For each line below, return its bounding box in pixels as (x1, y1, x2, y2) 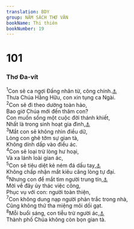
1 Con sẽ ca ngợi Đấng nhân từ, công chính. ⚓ (6, 87, 117, 95)
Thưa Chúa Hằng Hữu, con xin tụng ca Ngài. (6, 94, 116, 101)
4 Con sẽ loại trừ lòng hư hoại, (6, 147, 79, 155)
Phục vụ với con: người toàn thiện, (6, 188, 91, 195)
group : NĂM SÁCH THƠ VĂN (6, 14, 69, 20)
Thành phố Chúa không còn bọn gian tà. (6, 216, 106, 223)
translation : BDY (6, 8, 50, 15)
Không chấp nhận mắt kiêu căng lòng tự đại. (6, 168, 116, 176)
